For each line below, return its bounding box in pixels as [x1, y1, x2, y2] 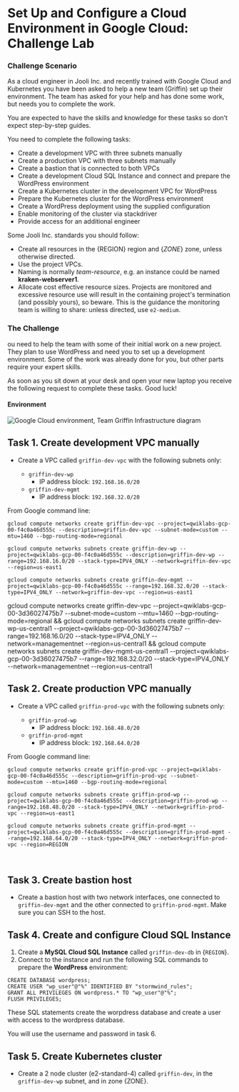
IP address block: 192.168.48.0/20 [39, 723, 141, 731]
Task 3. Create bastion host [7, 874, 132, 886]
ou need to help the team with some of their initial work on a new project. [7, 339, 223, 348]
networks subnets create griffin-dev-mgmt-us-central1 [7, 646, 169, 655]
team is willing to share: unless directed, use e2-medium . [17, 306, 180, 314]
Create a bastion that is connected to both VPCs [17, 164, 161, 173]
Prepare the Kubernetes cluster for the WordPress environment [17, 194, 204, 203]
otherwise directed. [17, 252, 76, 261]
